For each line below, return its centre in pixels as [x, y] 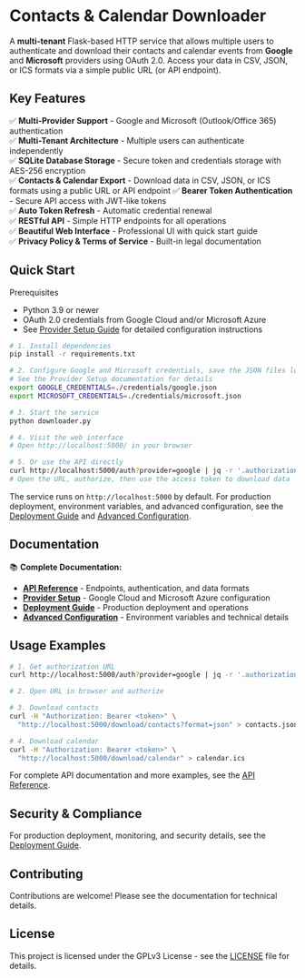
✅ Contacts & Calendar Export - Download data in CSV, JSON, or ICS [140, 180]
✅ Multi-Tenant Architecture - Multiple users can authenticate [127, 140]
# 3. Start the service [54, 412]
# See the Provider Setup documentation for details [111, 379]
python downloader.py [50, 421]
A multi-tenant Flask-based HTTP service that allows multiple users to [142, 41]
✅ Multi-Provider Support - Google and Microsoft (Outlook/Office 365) [143, 120]
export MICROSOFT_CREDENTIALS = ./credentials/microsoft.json [126, 396]
